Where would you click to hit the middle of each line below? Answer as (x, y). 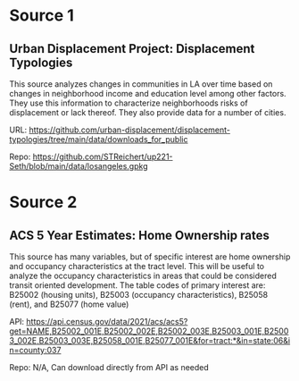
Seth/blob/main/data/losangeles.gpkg (79, 166)
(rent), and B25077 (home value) (69, 304)
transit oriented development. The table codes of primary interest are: (137, 285)
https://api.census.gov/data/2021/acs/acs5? (107, 322)
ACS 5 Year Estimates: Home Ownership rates (139, 235)
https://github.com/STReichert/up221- (103, 157)
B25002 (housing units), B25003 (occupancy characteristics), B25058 (139, 295)
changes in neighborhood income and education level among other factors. (148, 93)
